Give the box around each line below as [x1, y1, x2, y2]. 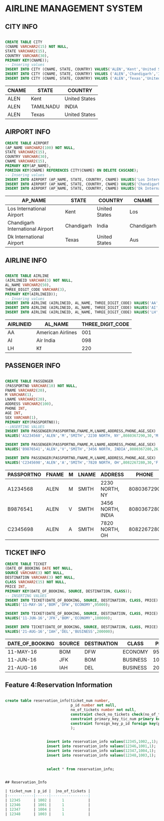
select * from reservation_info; [46, 766, 115, 772]
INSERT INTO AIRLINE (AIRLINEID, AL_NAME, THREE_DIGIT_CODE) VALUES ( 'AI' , [5, 305, 161, 311]
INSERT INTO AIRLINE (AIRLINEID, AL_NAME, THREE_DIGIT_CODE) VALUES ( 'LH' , [5, 310, 161, 315]
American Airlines [36, 329, 77, 335]
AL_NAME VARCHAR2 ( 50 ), [5, 282, 51, 288]
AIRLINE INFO [5, 256, 47, 265]
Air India [36, 337, 56, 344]
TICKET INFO [5, 549, 46, 557]
